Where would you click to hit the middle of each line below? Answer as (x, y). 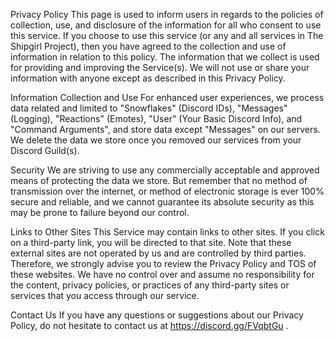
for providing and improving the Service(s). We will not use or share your (160, 67)
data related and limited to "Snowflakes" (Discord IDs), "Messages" (149, 108)
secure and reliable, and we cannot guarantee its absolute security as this (162, 202)
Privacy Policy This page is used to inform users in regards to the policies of (167, 14)
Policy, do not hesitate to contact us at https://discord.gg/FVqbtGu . (149, 325)
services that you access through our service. (105, 295)
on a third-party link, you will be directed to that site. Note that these (151, 242)
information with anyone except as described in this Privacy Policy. (148, 78)
